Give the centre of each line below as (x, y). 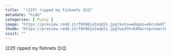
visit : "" (16, 34)
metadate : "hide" (24, 15)
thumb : (12, 29)
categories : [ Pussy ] (29, 19)
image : (12, 24)
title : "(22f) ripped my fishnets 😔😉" (49, 10)
